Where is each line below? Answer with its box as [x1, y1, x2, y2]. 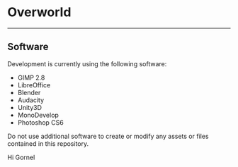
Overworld [7, 4, 72, 20]
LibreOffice [17, 80, 51, 89]
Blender [17, 88, 41, 97]
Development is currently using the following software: [7, 59, 167, 68]
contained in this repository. [7, 139, 89, 148]
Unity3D [17, 103, 42, 111]
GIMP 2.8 [17, 73, 45, 82]
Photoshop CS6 [17, 118, 64, 127]
